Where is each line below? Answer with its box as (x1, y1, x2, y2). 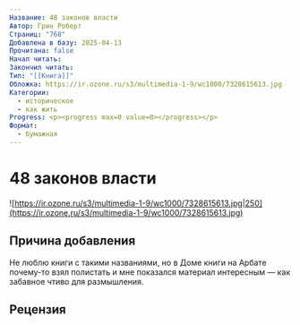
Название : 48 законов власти (9, 13, 118, 22)
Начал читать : (9, 55, 63, 64)
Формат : (9, 122, 39, 131)
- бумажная (17, 130, 58, 139)
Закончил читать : (9, 64, 74, 73)
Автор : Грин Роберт (9, 21, 82, 30)
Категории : (9, 88, 50, 97)
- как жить (17, 105, 58, 114)
